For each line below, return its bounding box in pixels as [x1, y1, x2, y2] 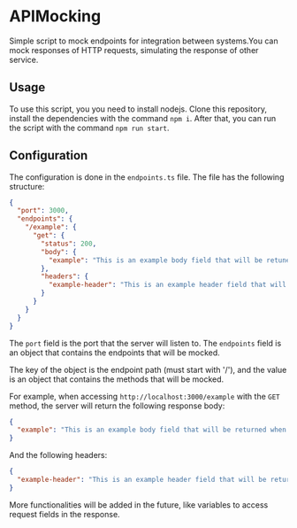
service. [9, 54, 39, 65]
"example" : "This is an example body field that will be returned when [17, 425, 287, 435]
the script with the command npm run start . [9, 122, 170, 133]
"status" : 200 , [41, 239, 97, 248]
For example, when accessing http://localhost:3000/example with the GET [9, 391, 280, 401]
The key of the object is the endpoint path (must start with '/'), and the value [9, 364, 287, 375]
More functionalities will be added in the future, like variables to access [9, 499, 269, 510]
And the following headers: [9, 450, 108, 461]
